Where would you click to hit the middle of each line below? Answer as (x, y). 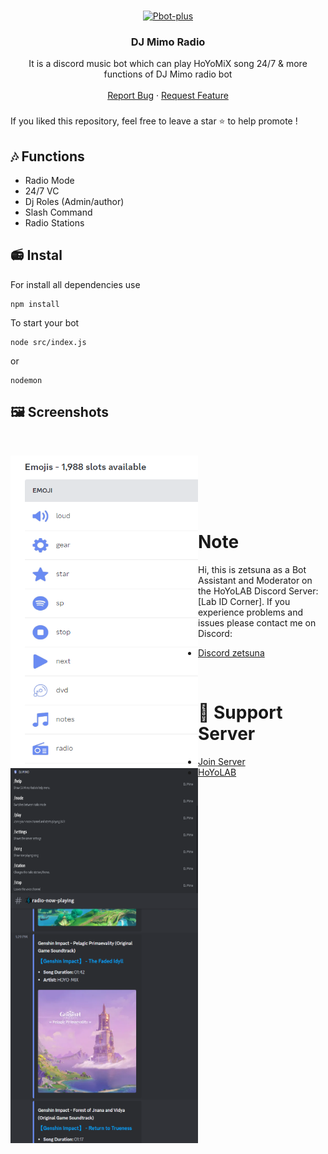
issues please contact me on (257, 622)
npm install (35, 304)
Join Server (222, 761)
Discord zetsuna (231, 652)
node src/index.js (48, 342)
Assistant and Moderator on (255, 580)
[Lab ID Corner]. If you (244, 601)
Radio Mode (49, 181)
